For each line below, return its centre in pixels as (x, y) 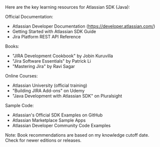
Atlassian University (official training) (50, 85)
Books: (12, 46)
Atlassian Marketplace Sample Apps (49, 120)
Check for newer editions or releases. (43, 140)
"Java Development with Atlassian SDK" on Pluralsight (67, 96)
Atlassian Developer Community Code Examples (61, 126)
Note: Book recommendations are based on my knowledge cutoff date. (77, 135)
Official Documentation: (29, 17)
